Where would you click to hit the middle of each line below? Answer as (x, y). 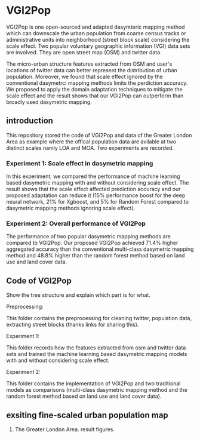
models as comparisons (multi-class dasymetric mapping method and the (97, 390)
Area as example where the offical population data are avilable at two (91, 142)
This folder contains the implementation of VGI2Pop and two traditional (93, 383)
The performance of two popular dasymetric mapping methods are (89, 237)
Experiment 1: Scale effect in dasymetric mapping (80, 163)
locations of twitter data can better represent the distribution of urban (92, 70)
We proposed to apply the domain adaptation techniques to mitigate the (95, 89)
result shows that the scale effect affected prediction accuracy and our (93, 189)
